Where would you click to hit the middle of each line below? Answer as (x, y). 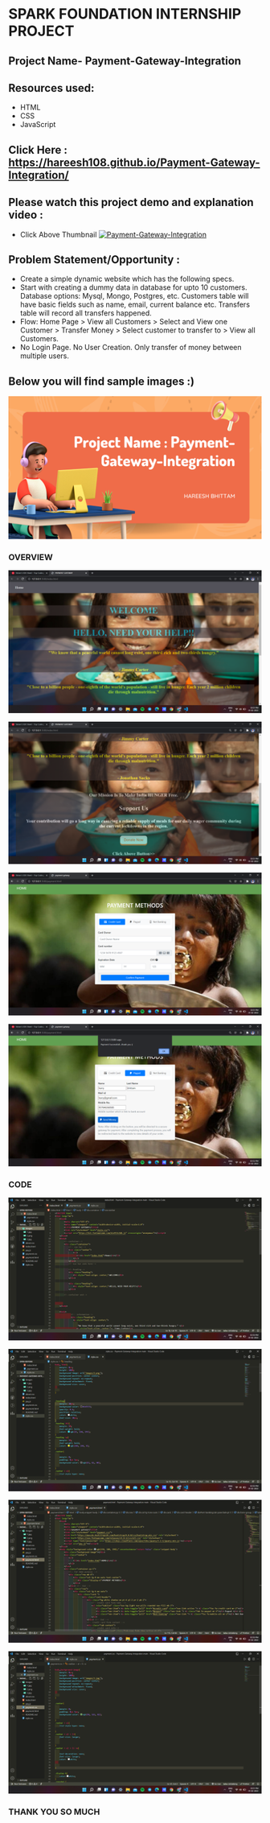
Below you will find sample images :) (102, 381)
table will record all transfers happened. (86, 313)
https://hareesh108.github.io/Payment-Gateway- (134, 162)
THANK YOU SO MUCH (54, 1812)
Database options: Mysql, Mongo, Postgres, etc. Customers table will (134, 296)
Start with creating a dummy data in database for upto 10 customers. (133, 287)
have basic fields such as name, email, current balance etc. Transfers (135, 305)
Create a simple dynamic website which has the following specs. (127, 279)
